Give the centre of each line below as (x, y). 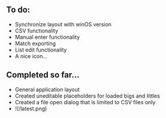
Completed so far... (43, 75)
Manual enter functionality (47, 37)
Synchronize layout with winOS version (63, 24)
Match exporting (35, 43)
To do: (18, 10)
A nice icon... (31, 56)
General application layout (47, 89)
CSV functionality (37, 31)
